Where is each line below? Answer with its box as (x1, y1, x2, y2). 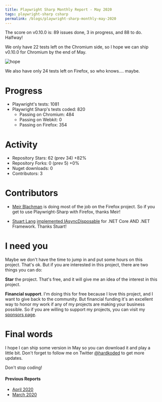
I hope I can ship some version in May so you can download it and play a (5, 345, 151, 351)
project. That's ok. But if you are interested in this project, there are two (5, 262, 148, 268)
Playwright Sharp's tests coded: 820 (12, 107, 86, 112)
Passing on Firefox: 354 (19, 122, 67, 128)
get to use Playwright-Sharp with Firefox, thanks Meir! (12, 209, 121, 215)
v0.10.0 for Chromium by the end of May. (5, 49, 87, 55)
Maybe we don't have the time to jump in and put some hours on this (5, 256, 143, 263)
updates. (5, 355, 23, 361)
